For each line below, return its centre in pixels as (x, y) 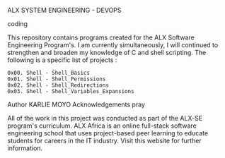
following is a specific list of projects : (62, 60)
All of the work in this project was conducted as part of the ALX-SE (105, 118)
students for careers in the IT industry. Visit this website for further (104, 141)
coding (18, 24)
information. (25, 148)
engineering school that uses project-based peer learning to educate (108, 133)
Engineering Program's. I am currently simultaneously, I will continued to (113, 45)
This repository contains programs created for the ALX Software (101, 37)
